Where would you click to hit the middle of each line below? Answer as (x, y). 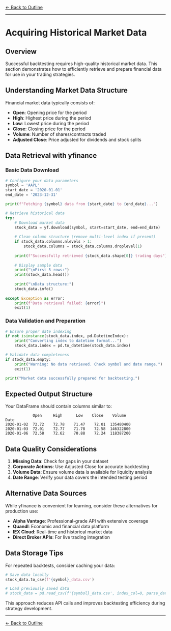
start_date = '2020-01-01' (34, 190)
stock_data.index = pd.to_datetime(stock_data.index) (73, 346)
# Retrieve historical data (35, 213)
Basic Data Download (32, 170)
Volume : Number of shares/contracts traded (59, 134)
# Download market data (40, 223)
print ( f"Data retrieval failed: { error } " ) (60, 303)
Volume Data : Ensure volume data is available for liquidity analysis (82, 472)
